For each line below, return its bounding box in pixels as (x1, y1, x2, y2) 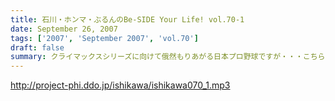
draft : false (10, 42, 65, 53)
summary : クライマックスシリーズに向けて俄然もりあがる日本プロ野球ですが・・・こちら (10, 52, 326, 62)
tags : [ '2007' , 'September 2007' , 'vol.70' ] (10, 33, 199, 43)
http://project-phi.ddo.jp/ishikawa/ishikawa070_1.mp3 (10, 79, 231, 91)
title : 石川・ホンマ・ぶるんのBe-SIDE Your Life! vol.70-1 (10, 14, 245, 25)
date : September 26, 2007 (10, 24, 118, 34)
